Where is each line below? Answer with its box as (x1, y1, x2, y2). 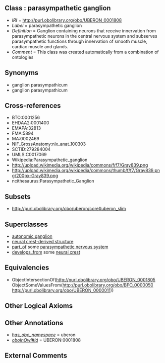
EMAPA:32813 (11, 125, 41, 131)
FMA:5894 (11, 130, 34, 136)
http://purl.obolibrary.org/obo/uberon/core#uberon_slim (11, 206, 126, 212)
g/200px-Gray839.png (11, 173, 58, 179)
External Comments (4, 352, 67, 360)
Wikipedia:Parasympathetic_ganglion (11, 157, 88, 163)
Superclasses (4, 220, 48, 228)
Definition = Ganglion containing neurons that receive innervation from (11, 27, 156, 34)
